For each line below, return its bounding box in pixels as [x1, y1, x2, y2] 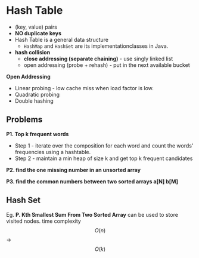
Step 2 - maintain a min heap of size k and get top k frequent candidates [14, 155, 193, 162]
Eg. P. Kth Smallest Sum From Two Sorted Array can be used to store [6, 211, 179, 218]
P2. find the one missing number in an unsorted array [6, 166, 141, 173]
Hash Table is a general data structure [14, 36, 109, 43]
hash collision [14, 48, 51, 56]
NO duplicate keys [14, 29, 61, 36]
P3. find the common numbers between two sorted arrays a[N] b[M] [6, 177, 179, 185]
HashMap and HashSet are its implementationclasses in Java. [23, 42, 169, 50]
